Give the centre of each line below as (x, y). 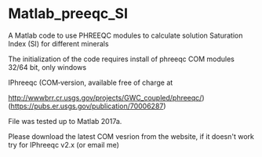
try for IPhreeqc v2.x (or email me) (64, 144)
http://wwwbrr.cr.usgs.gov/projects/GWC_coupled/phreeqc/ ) (107, 97)
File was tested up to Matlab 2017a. (65, 121)
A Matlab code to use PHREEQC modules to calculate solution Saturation (126, 35)
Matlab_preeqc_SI (68, 14)
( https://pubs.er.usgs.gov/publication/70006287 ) (87, 106)
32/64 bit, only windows (47, 67)
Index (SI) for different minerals (58, 43)
